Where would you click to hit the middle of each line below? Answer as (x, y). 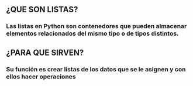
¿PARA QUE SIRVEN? (45, 52)
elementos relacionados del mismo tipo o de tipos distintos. (92, 33)
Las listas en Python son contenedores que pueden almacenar (96, 26)
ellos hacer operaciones (41, 77)
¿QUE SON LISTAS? (42, 10)
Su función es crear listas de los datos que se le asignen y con (96, 69)
